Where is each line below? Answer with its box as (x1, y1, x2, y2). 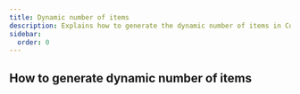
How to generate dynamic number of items (9, 70, 253, 85)
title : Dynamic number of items (9, 12, 129, 22)
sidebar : (9, 29, 42, 38)
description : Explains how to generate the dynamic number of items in (9, 21, 281, 30)
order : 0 (17, 37, 50, 47)
